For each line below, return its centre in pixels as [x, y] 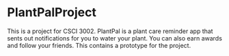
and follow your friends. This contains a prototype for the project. [99, 45]
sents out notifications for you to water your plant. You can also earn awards [114, 38]
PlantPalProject [52, 12]
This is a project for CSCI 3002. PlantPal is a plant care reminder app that [110, 31]
